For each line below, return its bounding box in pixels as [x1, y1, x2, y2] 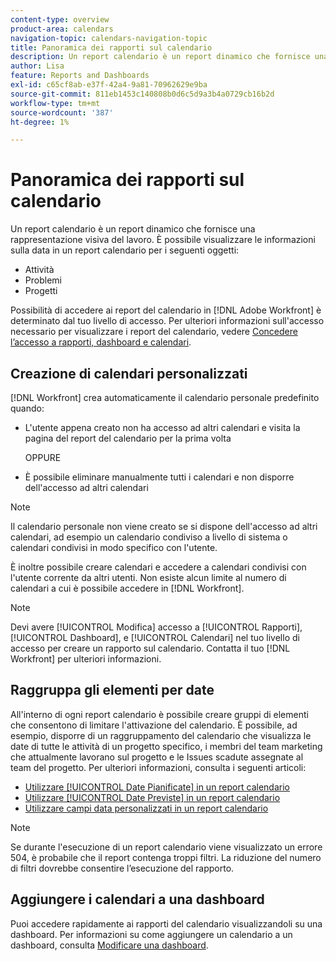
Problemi [24, 274, 62, 286]
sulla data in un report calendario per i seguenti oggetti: [10, 244, 240, 256]
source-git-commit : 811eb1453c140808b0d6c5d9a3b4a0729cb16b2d [10, 89, 275, 99]
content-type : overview [10, 14, 110, 25]
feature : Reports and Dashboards [10, 71, 150, 81]
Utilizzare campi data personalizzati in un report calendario [24, 802, 269, 814]
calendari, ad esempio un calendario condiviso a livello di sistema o [10, 531, 288, 543]
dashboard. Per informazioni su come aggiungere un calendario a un [10, 928, 293, 940]
